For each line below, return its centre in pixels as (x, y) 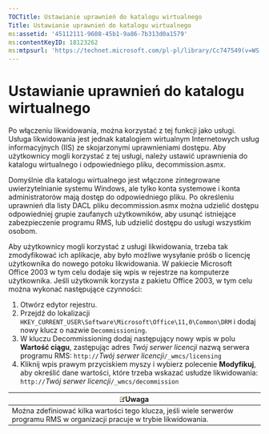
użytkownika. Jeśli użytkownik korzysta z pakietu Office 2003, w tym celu (130, 281)
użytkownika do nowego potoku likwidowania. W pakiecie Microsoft (120, 263)
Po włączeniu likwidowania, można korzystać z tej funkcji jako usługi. (122, 131)
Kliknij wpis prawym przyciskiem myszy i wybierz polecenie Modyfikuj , (138, 364)
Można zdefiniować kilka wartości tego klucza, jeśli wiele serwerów (122, 410)
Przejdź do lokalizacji (55, 313)
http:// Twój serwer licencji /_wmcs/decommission (99, 381)
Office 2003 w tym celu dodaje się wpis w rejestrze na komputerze (119, 272)
